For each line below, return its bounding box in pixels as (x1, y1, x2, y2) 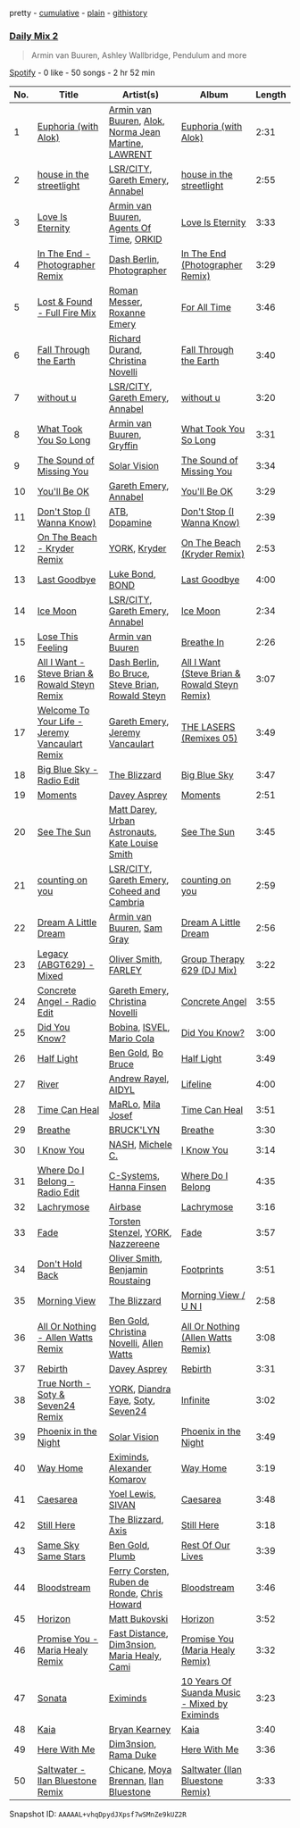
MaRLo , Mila (108, 1098, 161, 1111)
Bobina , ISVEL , (108, 1022, 171, 1034)
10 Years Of (180, 1675, 232, 1688)
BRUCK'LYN (108, 1124, 161, 1137)
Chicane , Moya (108, 1764, 172, 1776)
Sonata (37, 1692, 67, 1705)
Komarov (108, 1473, 147, 1486)
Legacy (37, 947, 69, 960)
